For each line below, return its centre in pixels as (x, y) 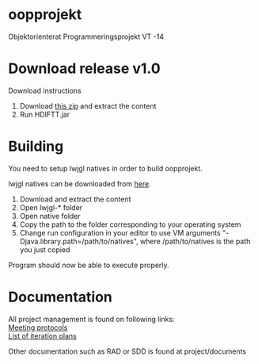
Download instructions (45, 90)
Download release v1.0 (84, 69)
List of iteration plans (42, 335)
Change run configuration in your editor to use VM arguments (120, 232)
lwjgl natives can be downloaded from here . (80, 183)
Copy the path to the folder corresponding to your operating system (130, 224)
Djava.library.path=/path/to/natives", (79, 241)
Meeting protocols (38, 328)
